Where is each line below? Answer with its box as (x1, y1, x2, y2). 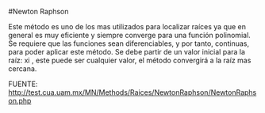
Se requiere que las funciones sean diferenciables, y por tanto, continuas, (8, 39, 250, 48)
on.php (8, 96, 32, 105)
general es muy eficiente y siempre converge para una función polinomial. (8, 31, 252, 40)
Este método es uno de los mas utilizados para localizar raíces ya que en (8, 22, 247, 31)
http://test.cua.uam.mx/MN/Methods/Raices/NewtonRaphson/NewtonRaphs (8, 88, 257, 97)
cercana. (8, 64, 37, 73)
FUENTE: (8, 79, 38, 89)
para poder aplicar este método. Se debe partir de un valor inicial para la (8, 47, 246, 56)
